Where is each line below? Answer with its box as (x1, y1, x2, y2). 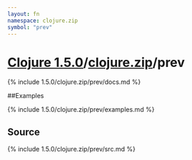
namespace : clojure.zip (7, 17, 79, 24)
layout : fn (7, 10, 40, 18)
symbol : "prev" (7, 23, 53, 31)
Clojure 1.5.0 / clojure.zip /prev (7, 54, 186, 70)
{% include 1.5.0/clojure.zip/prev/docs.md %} (7, 78, 141, 86)
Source (7, 126, 41, 138)
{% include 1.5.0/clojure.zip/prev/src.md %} (7, 145, 136, 154)
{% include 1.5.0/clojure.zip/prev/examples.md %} (7, 105, 155, 114)
